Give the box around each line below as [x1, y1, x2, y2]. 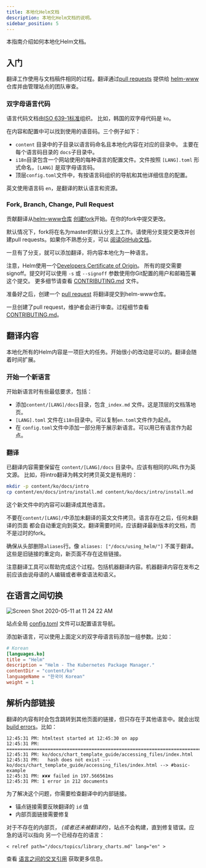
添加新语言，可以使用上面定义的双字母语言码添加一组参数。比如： [6, 633, 173, 640]
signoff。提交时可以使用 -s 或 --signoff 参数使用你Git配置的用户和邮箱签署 [6, 269, 196, 277]
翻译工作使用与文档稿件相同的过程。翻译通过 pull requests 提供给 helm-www [6, 75, 199, 83]
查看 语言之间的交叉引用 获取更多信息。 [6, 854, 106, 862]
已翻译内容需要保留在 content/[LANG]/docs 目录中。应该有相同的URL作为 [6, 463, 191, 471]
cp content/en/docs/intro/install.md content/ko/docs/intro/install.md [6, 489, 193, 495]
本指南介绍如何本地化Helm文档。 [6, 38, 90, 45]
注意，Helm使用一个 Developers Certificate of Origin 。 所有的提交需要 [6, 262, 182, 269]
